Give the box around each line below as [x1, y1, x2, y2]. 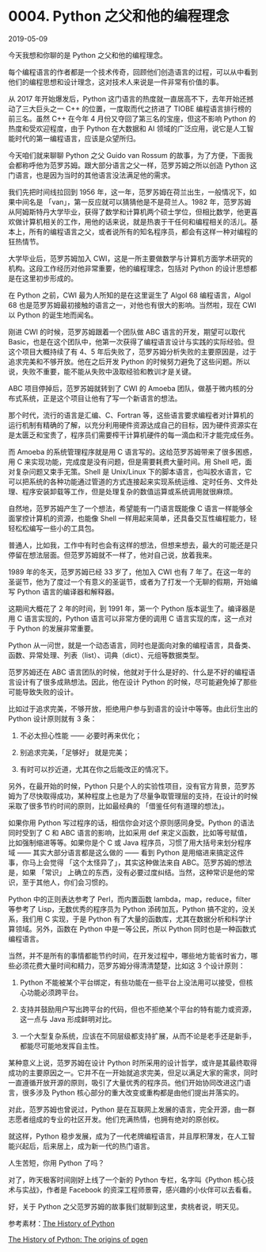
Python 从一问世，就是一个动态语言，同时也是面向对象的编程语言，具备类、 [8, 640, 256, 650]
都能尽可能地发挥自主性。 [19, 1041, 104, 1050]
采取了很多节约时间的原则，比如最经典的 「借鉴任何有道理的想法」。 [8, 801, 229, 810]
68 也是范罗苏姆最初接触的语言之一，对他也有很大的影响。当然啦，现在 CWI [8, 300, 256, 309]
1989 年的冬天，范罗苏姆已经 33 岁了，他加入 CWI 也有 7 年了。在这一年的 [8, 566, 252, 576]
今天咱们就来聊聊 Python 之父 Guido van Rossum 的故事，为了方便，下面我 [8, 150, 253, 159]
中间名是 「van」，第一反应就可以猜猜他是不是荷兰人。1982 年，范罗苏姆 [14, 197, 252, 206]
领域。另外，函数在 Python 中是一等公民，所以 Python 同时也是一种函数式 [14, 924, 256, 933]
